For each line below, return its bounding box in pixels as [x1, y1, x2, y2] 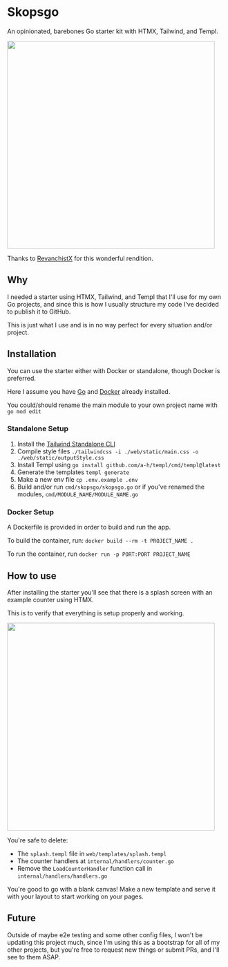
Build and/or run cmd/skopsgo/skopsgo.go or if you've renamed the [17, 482, 205, 491]
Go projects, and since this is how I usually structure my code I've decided [7, 300, 219, 308]
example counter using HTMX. [7, 595, 94, 604]
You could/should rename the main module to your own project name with [7, 401, 218, 409]
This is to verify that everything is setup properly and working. [7, 608, 184, 617]
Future [7, 912, 37, 924]
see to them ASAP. [7, 952, 61, 961]
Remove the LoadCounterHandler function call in [17, 864, 153, 872]
